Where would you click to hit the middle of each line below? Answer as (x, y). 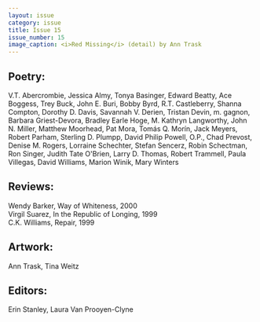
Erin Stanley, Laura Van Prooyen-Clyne (71, 309)
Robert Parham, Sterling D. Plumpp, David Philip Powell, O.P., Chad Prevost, (130, 137)
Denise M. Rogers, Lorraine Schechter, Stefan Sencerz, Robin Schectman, (128, 145)
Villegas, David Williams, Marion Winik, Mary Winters (93, 162)
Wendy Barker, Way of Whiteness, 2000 (73, 206)
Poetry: (27, 77)
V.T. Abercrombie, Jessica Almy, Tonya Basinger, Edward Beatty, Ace (120, 95)
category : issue (35, 23)
